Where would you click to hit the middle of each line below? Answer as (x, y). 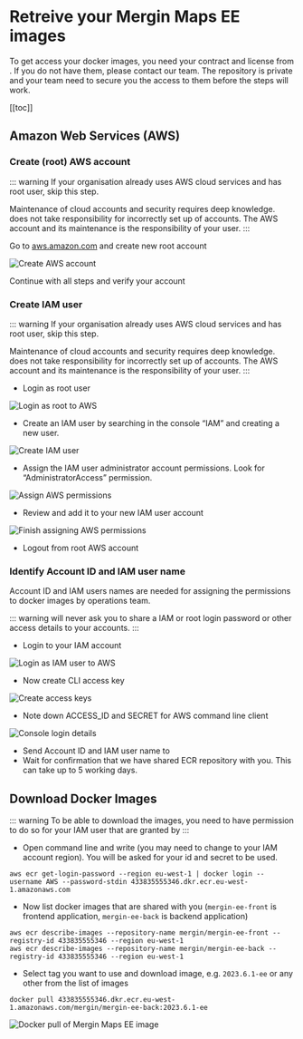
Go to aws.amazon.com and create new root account (108, 246)
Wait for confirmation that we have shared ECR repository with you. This (157, 761)
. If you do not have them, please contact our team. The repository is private (151, 71)
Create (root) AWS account (70, 162)
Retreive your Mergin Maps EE (125, 17)
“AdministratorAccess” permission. (87, 477)
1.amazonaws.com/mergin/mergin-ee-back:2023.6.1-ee (109, 1008)
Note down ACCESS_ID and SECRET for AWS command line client (145, 716)
